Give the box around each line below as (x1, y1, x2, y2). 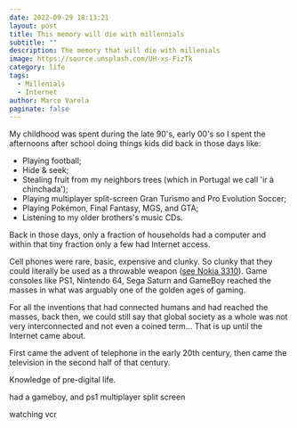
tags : (9, 71, 29, 80)
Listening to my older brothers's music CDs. (21, 212, 184, 223)
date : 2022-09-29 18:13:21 (9, 12, 109, 22)
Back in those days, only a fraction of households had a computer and (9, 229, 267, 241)
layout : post (9, 21, 58, 30)
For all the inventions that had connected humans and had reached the (9, 302, 269, 313)
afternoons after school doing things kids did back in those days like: (9, 138, 261, 149)
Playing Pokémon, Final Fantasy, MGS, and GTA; (21, 202, 199, 214)
